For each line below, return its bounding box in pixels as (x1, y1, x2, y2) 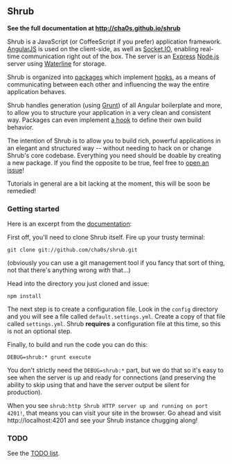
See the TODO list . (7, 449, 60, 458)
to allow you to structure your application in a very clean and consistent (7, 108, 211, 116)
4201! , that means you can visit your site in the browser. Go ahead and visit (7, 409, 222, 418)
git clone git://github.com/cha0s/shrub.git (7, 247, 138, 253)
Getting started (7, 204, 60, 213)
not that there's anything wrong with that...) (7, 266, 131, 274)
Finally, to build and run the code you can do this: (7, 341, 148, 349)
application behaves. (7, 87, 67, 96)
